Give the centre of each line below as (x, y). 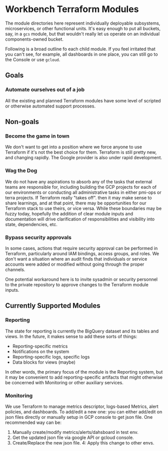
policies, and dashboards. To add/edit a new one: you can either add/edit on (84, 412)
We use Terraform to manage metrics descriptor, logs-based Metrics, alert (82, 406)
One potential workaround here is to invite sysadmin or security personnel (81, 279)
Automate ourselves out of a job (45, 90)
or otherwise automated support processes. (50, 106)
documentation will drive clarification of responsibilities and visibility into (80, 219)
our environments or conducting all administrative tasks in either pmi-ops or (83, 192)
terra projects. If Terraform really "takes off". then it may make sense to (78, 197)
